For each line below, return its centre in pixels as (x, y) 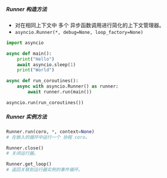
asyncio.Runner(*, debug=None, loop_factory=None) (79, 32)
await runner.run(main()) (60, 92)
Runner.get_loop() (29, 164)
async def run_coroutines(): (42, 81)
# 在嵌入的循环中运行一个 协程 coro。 (48, 137)
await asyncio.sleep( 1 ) (47, 65)
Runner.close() (25, 148)
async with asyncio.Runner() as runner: (68, 86)
